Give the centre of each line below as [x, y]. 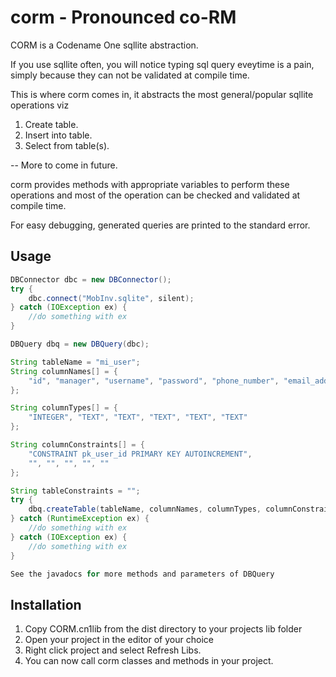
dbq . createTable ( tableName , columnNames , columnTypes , [145, 509]
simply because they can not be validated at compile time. [130, 75]
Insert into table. [58, 135]
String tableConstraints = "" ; [75, 491]
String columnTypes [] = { [64, 408]
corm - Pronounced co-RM [123, 17]
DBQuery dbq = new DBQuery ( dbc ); [80, 344]
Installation [46, 604]
